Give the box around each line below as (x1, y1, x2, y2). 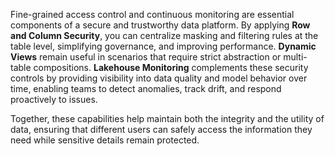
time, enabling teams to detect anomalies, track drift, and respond (10, 83, 282, 94)
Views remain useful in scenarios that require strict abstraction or (10, 51, 282, 63)
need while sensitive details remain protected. (10, 134, 200, 146)
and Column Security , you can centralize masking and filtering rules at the (10, 30, 319, 41)
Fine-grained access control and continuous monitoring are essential (10, 9, 295, 20)
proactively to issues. (10, 94, 98, 105)
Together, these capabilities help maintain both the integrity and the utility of (10, 113, 325, 124)
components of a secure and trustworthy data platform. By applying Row (10, 19, 311, 31)
